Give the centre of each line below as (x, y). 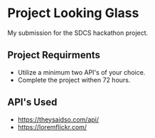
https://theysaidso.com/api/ (58, 120)
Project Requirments (54, 55)
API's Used (32, 102)
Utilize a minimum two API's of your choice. (81, 72)
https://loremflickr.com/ (52, 127)
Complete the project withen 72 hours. (74, 80)
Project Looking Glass (73, 13)
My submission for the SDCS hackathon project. (78, 33)
